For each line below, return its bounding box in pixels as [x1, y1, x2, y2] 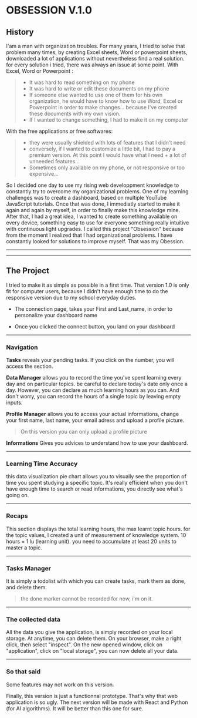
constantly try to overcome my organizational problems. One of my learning [6, 188, 189, 194]
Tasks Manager [6, 564, 52, 572]
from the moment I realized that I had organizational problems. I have [6, 231, 173, 239]
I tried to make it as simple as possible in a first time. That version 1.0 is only [6, 281, 189, 288]
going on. [6, 492, 29, 499]
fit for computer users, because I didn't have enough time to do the [6, 287, 168, 294]
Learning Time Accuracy [6, 459, 78, 468]
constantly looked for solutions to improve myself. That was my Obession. [6, 238, 185, 244]
